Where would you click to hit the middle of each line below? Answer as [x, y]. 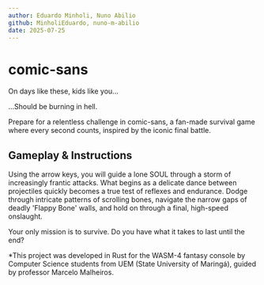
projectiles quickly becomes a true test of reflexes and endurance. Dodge [128, 192]
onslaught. [26, 217]
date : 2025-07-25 [37, 30]
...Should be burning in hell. [53, 107]
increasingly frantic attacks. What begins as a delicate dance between [123, 183]
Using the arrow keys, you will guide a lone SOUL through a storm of [120, 174]
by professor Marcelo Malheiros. [61, 272]
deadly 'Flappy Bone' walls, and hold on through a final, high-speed [119, 208]
